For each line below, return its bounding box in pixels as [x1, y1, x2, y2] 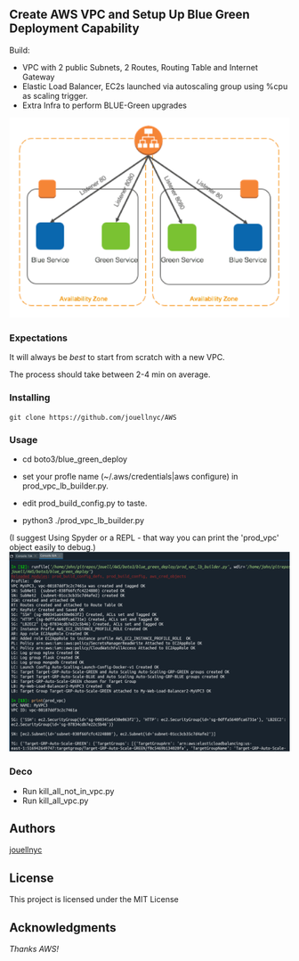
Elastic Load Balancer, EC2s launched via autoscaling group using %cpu [21, 80, 288, 92]
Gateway [21, 71, 55, 82]
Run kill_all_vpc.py [21, 795, 89, 806]
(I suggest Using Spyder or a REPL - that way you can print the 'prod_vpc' [9, 532, 279, 543]
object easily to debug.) [9, 541, 96, 552]
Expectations [9, 332, 69, 344]
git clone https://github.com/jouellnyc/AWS [9, 413, 177, 422]
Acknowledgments [9, 920, 117, 935]
